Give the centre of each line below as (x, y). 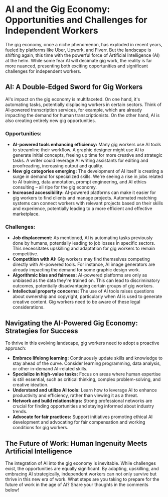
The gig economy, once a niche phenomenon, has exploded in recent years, (84, 44)
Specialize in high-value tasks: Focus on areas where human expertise (87, 374)
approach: (16, 348)
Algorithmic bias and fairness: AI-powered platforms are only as (80, 275)
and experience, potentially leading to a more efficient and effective (82, 209)
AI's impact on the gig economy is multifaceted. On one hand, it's (73, 99)
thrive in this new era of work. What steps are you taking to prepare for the (82, 479)
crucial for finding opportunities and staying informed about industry (83, 406)
